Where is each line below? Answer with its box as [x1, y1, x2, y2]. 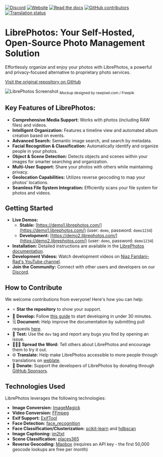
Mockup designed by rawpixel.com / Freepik [59, 90, 135, 95]
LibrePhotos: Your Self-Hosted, [5, 27, 135, 38]
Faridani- [131, 253, 149, 260]
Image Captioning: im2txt [12, 430, 65, 436]
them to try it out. [12, 347, 47, 353]
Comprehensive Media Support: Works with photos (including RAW [12, 117, 150, 123]
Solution [5, 48, 40, 59]
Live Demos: [12, 217, 38, 223]
